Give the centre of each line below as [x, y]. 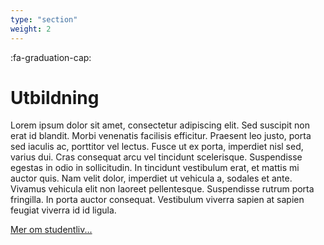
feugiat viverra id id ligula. [63, 210]
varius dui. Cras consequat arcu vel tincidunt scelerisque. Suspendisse [156, 157]
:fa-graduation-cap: [51, 57]
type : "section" [44, 19]
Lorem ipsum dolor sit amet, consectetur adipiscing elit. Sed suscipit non [160, 125]
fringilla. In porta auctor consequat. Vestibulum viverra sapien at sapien [157, 200]
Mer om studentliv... [51, 230]
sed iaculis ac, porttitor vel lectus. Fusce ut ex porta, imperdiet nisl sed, [157, 147]
